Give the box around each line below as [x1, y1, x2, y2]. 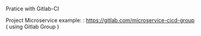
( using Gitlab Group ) [5, 23, 59, 30]
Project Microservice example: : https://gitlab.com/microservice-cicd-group [5, 17, 195, 23]
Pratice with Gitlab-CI [5, 5, 59, 12]
